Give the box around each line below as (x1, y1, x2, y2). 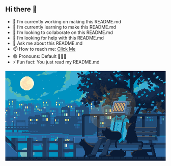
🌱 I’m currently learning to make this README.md (12, 24, 116, 30)
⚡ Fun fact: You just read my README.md (12, 59, 100, 65)
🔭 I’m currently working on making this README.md (12, 18, 121, 24)
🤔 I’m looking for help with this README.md (12, 35, 104, 41)
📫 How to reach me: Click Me (12, 46, 76, 52)
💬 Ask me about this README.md (12, 40, 83, 46)
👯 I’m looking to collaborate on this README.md (12, 29, 113, 36)
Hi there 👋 (5, 5, 37, 14)
